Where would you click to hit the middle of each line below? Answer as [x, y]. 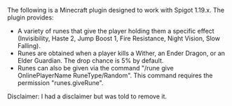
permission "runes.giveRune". [60, 83]
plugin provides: [30, 17]
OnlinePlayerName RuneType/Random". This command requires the [115, 75]
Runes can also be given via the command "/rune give [95, 68]
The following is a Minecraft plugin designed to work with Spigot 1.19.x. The [116, 10]
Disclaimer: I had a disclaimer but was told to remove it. [87, 96]
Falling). [29, 46]
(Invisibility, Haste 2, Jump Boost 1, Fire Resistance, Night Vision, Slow [119, 38]
